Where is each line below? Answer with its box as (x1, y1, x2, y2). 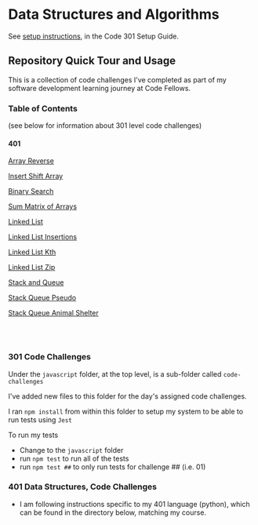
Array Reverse (8, 156, 55, 166)
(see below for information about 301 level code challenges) (8, 121, 202, 130)
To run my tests (8, 430, 59, 439)
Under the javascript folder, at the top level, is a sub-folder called (8, 369, 222, 378)
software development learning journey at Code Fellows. (8, 83, 191, 93)
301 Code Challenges (8, 352, 92, 363)
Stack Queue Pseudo (8, 293, 77, 303)
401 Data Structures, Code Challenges (8, 481, 158, 492)
